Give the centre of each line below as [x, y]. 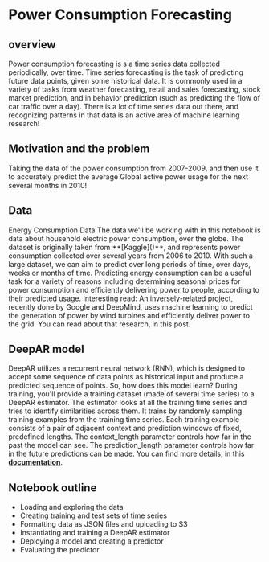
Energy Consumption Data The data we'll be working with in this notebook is [134, 230]
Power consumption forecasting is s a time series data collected [114, 64]
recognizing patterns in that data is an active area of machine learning [124, 115]
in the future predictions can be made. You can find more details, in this [126, 454]
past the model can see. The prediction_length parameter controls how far [131, 445]
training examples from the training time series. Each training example [124, 420]
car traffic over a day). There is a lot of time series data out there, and [124, 107]
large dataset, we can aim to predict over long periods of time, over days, [129, 264]
